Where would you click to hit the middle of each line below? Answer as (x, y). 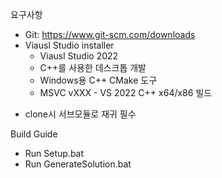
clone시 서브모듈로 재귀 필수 (80, 114)
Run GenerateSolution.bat (78, 164)
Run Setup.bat (54, 153)
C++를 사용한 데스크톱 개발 (93, 67)
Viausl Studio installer (69, 45)
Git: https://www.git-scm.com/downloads (110, 34)
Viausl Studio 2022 (79, 56)
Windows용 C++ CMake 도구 (98, 80)
